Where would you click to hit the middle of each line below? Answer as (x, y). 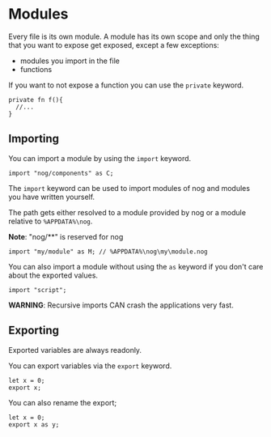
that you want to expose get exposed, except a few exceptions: (114, 45)
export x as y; (34, 424)
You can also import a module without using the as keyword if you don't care (136, 266)
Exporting (34, 331)
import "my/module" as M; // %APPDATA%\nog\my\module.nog (108, 252)
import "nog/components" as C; (61, 173)
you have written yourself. (52, 197)
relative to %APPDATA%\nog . (51, 221)
